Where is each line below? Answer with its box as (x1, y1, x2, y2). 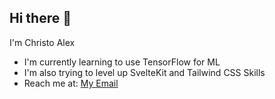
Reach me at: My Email (23, 77, 119, 89)
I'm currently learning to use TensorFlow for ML (23, 56, 221, 68)
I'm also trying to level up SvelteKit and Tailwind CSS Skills (23, 66, 266, 78)
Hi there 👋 (9, 10, 72, 27)
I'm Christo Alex (9, 36, 76, 48)
